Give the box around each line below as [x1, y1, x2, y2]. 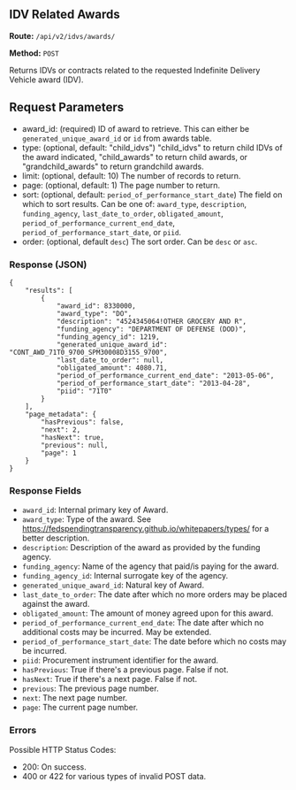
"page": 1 [41, 449, 77, 457]
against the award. [21, 599, 90, 610]
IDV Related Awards [9, 7, 121, 22]
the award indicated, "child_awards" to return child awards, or [21, 151, 248, 162]
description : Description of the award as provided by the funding [21, 542, 261, 553]
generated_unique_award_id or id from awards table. [21, 133, 212, 143]
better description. [21, 533, 90, 543]
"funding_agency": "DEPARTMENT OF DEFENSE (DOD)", [56, 325, 247, 334]
